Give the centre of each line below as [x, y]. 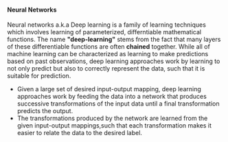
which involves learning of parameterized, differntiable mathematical [104, 32]
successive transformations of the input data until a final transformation [118, 104]
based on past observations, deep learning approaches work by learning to [114, 61]
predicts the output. [45, 111]
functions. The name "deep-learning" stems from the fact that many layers [114, 39]
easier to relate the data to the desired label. [80, 133]
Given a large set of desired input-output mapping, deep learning [109, 89]
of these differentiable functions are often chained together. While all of [109, 47]
